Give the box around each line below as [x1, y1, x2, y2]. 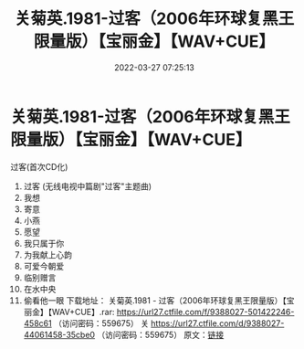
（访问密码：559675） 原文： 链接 [96, 329, 225, 340]
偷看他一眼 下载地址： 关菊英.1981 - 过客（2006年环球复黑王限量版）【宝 [23, 294, 295, 306]
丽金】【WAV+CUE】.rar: [23, 306, 115, 317]
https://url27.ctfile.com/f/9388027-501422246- [116, 306, 295, 317]
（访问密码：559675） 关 [54, 317, 150, 329]
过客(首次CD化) [10, 161, 68, 172]
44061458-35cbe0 [23, 329, 95, 340]
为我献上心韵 [23, 249, 72, 260]
